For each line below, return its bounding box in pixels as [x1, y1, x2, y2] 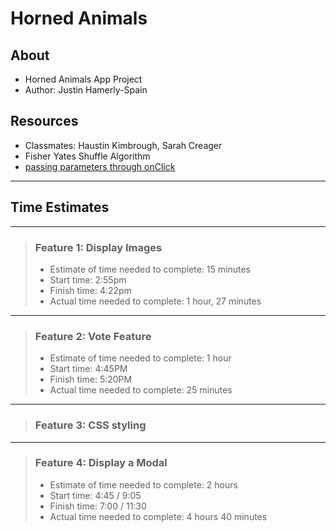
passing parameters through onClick [24, 160, 176, 172]
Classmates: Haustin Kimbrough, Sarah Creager [24, 139, 223, 151]
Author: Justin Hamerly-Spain [24, 84, 148, 96]
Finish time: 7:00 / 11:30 [49, 500, 147, 512]
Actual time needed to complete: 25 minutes [49, 384, 233, 396]
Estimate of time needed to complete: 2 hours [49, 478, 238, 491]
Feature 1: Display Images [34, 240, 163, 254]
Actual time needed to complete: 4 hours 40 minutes [49, 510, 268, 522]
